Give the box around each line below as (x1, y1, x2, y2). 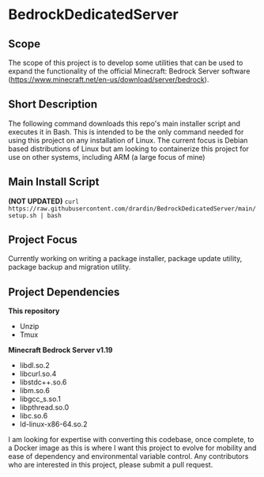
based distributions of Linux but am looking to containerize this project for (8, 144, 249, 153)
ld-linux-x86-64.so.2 (19, 419, 89, 429)
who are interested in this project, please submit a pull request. (8, 460, 213, 470)
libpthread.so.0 (19, 403, 70, 412)
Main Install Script (8, 176, 100, 189)
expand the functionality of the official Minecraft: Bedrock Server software (8, 66, 251, 76)
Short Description (8, 97, 98, 112)
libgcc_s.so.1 (19, 394, 61, 404)
